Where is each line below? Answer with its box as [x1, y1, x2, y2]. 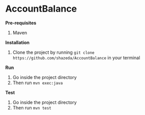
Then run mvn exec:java [12, 80, 63, 86]
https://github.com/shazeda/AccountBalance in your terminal [12, 54, 140, 61]
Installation [5, 39, 30, 46]
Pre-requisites [5, 20, 37, 26]
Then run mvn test [12, 104, 52, 110]
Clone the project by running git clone [12, 49, 95, 55]
